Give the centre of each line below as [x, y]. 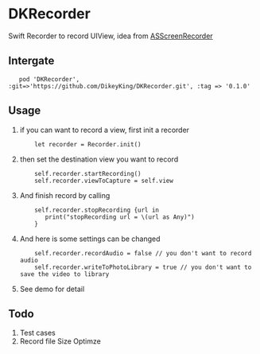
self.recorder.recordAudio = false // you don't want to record [143, 253]
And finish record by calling [65, 195]
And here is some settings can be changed [90, 239]
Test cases [37, 333]
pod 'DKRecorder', [49, 79]
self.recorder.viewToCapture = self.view [104, 181]
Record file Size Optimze [60, 341]
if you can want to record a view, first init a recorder [104, 130]
